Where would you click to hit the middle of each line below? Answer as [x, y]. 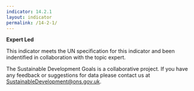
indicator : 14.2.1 [29, 12]
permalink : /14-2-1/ [32, 23]
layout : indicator [29, 17]
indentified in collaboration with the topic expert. [66, 58]
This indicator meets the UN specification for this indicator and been [91, 51]
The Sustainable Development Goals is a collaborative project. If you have [97, 69]
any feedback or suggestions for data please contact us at [78, 76]
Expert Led [20, 40]
